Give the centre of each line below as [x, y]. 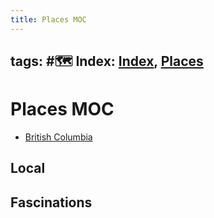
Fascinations [51, 202]
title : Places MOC [48, 19]
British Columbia [58, 137]
